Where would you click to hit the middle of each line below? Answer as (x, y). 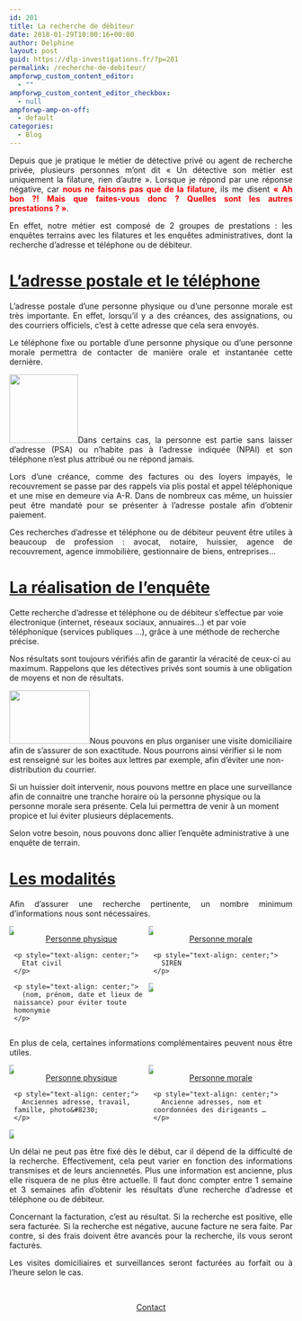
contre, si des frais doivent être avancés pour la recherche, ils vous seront (151, 1236)
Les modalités (62, 879)
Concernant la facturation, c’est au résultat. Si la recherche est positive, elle (151, 1217)
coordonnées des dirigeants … (210, 1110)
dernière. (26, 362)
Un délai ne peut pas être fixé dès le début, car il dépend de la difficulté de (151, 1151)
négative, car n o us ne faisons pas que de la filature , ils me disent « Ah (151, 189)
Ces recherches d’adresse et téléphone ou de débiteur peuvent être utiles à (151, 532)
